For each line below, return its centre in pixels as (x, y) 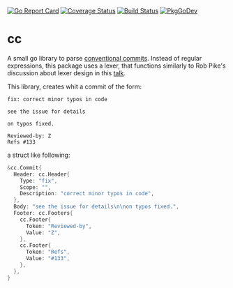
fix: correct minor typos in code (58, 99)
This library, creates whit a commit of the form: (75, 86)
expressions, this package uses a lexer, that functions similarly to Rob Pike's (116, 66)
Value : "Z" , (43, 233)
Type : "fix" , (39, 181)
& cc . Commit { (24, 167)
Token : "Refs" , (48, 252)
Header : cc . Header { (42, 174)
